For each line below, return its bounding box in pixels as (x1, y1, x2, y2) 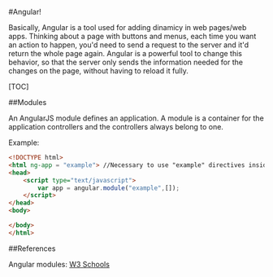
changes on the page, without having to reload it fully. (8, 66, 188, 76)
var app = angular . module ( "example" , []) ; (37, 183, 180, 192)
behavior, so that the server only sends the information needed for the (8, 57, 244, 67)
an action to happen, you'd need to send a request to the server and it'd (8, 40, 249, 50)
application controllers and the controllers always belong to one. (8, 122, 223, 131)
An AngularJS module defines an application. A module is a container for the (8, 113, 264, 123)
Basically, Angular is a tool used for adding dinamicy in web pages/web (8, 23, 247, 32)
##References (8, 244, 56, 253)
